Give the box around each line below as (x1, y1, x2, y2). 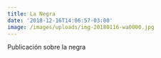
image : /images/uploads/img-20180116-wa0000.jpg (7, 23, 155, 30)
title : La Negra (7, 10, 56, 18)
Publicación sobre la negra (7, 43, 86, 52)
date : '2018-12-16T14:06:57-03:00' (7, 17, 113, 24)
